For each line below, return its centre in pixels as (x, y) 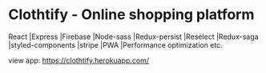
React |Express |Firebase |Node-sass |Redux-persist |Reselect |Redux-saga (133, 36)
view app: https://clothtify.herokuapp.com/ (79, 60)
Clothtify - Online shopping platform (131, 15)
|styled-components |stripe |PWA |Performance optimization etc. (115, 44)
